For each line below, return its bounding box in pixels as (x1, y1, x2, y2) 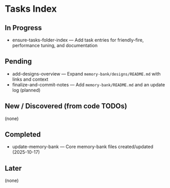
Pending (5, 57, 32, 66)
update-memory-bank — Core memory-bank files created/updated (12, 144, 154, 150)
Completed (5, 130, 41, 139)
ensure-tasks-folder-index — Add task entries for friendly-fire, (12, 37, 144, 43)
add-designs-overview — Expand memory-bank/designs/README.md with (12, 70, 161, 77)
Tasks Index (5, 3, 57, 15)
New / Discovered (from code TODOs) (5, 102, 127, 110)
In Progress (5, 24, 42, 32)
